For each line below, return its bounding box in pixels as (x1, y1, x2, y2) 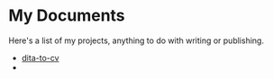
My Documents (8, 5, 125, 26)
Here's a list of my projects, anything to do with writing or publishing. (8, 35, 265, 46)
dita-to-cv (21, 52, 59, 63)
